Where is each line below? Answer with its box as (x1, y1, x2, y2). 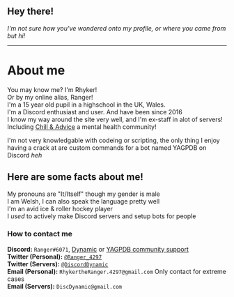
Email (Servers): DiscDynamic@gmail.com (7, 282, 123, 290)
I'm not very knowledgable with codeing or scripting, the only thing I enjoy (7, 136, 221, 144)
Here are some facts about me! (7, 171, 144, 183)
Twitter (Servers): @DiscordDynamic (7, 259, 109, 268)
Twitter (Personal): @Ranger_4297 (7, 252, 102, 261)
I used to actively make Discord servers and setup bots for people (7, 212, 196, 220)
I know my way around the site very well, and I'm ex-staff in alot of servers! (7, 115, 223, 123)
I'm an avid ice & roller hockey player (7, 204, 114, 213)
